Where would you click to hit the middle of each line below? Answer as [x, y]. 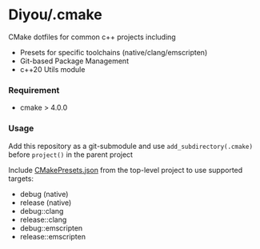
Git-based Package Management [74, 61]
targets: [21, 179]
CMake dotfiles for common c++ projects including [92, 37]
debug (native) [44, 194]
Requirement [34, 90]
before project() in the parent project [71, 155]
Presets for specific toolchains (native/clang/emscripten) [114, 52]
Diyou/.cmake [55, 15]
